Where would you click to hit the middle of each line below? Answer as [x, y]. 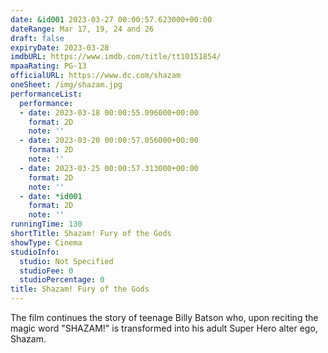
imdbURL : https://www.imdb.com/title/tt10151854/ [116, 57]
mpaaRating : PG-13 [48, 66]
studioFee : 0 [46, 271]
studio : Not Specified [66, 261]
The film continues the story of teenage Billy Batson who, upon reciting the [164, 317]
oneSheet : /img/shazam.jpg [66, 85]
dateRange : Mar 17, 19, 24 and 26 [82, 29]
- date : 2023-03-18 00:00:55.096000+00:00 [109, 112]
